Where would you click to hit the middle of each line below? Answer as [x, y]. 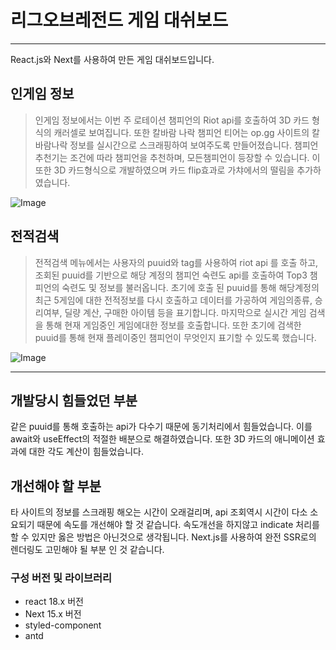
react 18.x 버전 [54, 602]
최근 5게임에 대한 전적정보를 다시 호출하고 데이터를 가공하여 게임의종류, [173, 300]
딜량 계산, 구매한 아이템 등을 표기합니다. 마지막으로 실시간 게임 [185, 312]
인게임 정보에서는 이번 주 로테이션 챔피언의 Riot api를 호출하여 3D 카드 [172, 120]
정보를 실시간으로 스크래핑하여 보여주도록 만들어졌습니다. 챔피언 [194, 145]
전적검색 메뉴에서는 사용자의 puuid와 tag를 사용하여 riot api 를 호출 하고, [176, 262]
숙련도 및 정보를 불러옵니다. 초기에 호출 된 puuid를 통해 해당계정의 [190, 287]
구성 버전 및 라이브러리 [61, 578]
